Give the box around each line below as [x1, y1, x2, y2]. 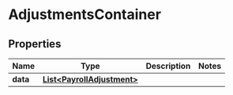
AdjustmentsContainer [8, 6, 162, 24]
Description [145, 61, 191, 71]
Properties [8, 37, 62, 51]
